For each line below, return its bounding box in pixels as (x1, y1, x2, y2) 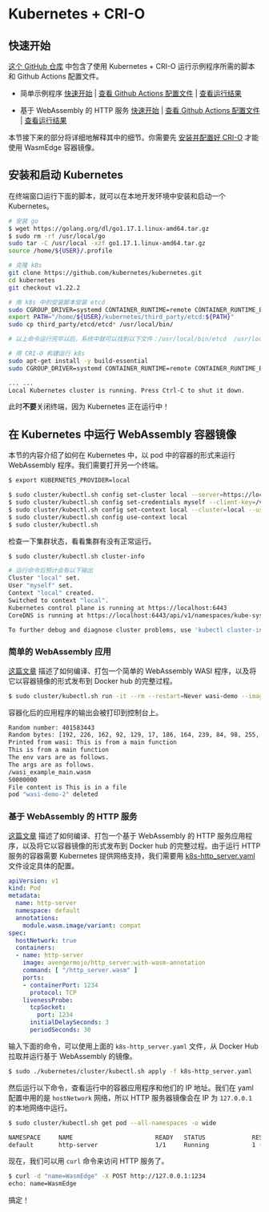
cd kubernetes (8, 276, 56, 285)
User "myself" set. (8, 582, 74, 590)
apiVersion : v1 (8, 877, 59, 885)
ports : (22, 973, 45, 982)
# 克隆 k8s (8, 261, 42, 269)
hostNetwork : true (15, 936, 78, 944)
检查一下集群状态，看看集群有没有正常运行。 (8, 536, 156, 546)
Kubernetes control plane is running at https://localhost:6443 (8, 604, 227, 612)
